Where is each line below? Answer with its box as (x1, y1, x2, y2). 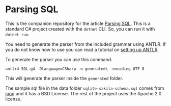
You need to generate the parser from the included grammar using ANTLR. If (5, 41, 166, 47)
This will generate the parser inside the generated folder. (5, 75, 124, 81)
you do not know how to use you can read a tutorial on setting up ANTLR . (5, 46, 159, 52)
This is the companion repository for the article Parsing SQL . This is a (5, 20, 151, 26)
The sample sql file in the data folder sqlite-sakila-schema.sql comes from (5, 85, 164, 91)
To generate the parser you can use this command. (5, 56, 113, 62)
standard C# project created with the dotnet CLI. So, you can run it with (5, 25, 155, 32)
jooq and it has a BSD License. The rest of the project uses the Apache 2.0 (5, 90, 162, 96)
